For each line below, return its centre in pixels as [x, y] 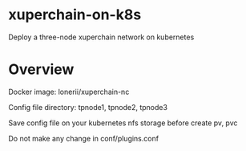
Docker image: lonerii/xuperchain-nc [69, 92]
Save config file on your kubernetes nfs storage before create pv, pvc [123, 123]
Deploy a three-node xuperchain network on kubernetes [101, 37]
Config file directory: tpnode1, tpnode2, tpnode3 [88, 107]
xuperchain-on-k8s [75, 15]
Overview [41, 69]
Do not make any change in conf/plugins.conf [83, 138]
